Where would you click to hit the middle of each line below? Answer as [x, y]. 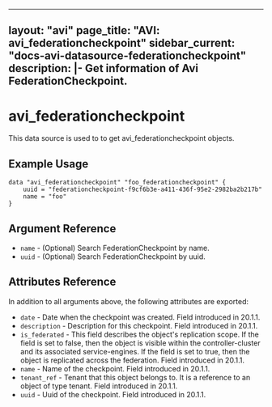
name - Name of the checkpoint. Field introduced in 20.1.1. [115, 368]
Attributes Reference [62, 282]
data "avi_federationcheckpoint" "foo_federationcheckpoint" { [117, 183]
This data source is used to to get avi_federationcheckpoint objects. [121, 138]
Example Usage [49, 164]
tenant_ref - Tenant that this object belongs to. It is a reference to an [135, 377]
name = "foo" [45, 197]
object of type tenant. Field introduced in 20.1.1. [99, 386]
